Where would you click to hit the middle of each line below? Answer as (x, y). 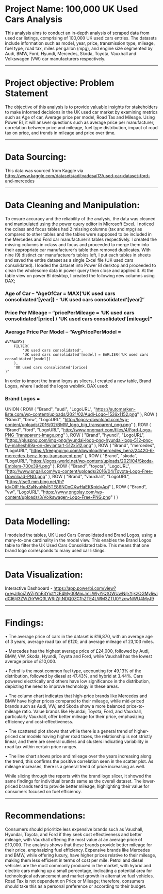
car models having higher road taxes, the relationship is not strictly (86, 736)
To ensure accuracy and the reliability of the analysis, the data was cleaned (81, 218)
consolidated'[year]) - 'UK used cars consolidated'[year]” (75, 299)
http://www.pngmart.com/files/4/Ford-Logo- (107, 430)
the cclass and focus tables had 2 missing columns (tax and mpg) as (73, 229)
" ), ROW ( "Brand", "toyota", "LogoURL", (90, 466)
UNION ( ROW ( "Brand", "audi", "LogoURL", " (50, 409)
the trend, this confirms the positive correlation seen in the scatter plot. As (79, 761)
